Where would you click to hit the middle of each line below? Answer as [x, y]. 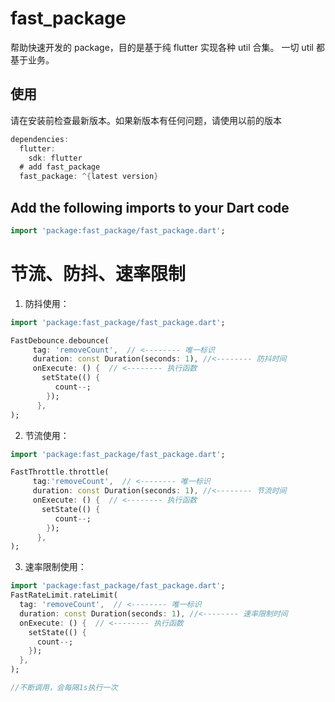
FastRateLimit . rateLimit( [64, 595]
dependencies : [40, 139]
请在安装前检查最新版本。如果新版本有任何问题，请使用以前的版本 [146, 120]
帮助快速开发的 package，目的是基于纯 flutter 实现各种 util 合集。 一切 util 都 [167, 47]
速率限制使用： [55, 567]
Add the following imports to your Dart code [150, 207]
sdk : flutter [55, 158]
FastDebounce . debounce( [60, 340]
